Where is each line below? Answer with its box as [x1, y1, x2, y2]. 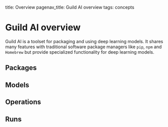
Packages [5, 64, 37, 72]
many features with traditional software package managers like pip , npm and [5, 44, 162, 50]
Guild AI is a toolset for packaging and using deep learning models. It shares [5, 38, 163, 44]
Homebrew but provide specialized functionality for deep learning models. [5, 49, 154, 55]
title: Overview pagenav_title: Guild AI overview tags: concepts [5, 5, 135, 10]
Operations [5, 98, 41, 106]
